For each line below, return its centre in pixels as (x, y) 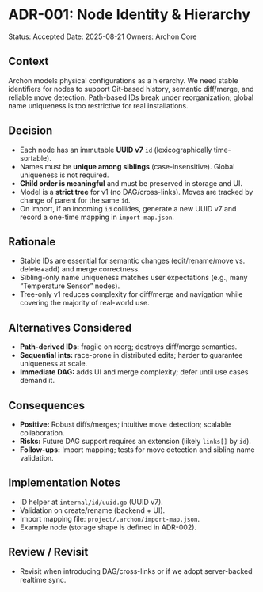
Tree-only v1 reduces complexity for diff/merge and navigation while (131, 294)
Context (29, 61)
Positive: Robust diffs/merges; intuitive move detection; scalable (125, 424)
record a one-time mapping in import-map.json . (97, 217)
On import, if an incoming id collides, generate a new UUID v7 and (128, 208)
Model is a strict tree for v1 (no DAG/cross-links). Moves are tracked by (136, 192)
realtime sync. (43, 579)
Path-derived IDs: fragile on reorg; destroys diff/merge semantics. (128, 347)
